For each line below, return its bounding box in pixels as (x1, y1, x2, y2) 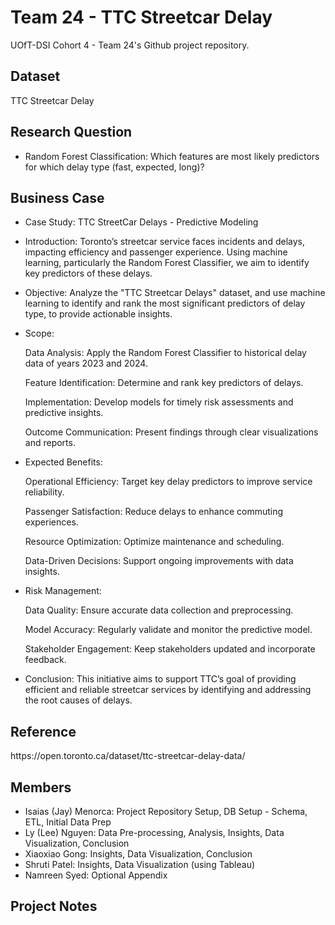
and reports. (24, 437, 76, 449)
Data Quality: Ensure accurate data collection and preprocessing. (24, 604, 294, 616)
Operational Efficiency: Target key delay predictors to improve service (24, 476, 313, 488)
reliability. (24, 486, 65, 498)
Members (10, 779, 72, 796)
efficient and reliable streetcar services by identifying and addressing (24, 684, 312, 696)
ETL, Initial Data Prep (24, 816, 112, 828)
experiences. (24, 516, 79, 528)
